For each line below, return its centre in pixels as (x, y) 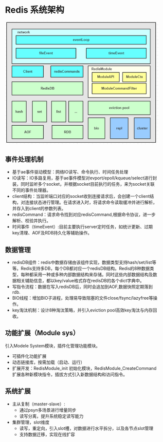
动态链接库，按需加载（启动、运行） (48, 362)
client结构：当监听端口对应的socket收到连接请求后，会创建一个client (81, 196)
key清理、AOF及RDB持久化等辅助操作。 (52, 233)
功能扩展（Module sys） (42, 333)
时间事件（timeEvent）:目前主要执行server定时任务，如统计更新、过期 (82, 227)
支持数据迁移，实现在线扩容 (47, 434)
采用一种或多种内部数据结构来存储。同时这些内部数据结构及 (93, 275)
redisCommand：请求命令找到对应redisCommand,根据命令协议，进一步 (84, 214)
